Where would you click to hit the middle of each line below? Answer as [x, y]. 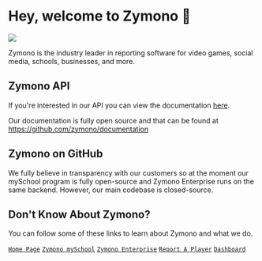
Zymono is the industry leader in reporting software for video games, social [131, 53]
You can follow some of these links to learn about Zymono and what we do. [131, 233]
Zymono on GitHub [56, 154]
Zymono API [39, 86]
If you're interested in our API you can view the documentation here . [119, 105]
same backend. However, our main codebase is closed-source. [111, 190]
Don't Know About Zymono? [79, 214]
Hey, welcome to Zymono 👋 [99, 16]
